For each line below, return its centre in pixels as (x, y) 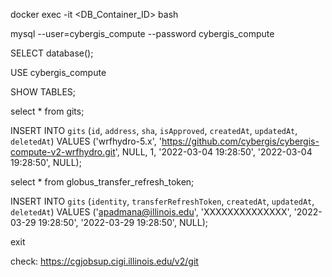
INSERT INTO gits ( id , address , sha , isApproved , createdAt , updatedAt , (154, 130)
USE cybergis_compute (58, 72)
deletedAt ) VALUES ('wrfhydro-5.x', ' (86, 141)
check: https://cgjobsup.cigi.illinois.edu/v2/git (104, 261)
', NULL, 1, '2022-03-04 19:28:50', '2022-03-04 (213, 152)
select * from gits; (47, 111)
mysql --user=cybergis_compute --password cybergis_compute (142, 33)
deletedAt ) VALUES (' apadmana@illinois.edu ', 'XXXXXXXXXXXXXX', (151, 212)
